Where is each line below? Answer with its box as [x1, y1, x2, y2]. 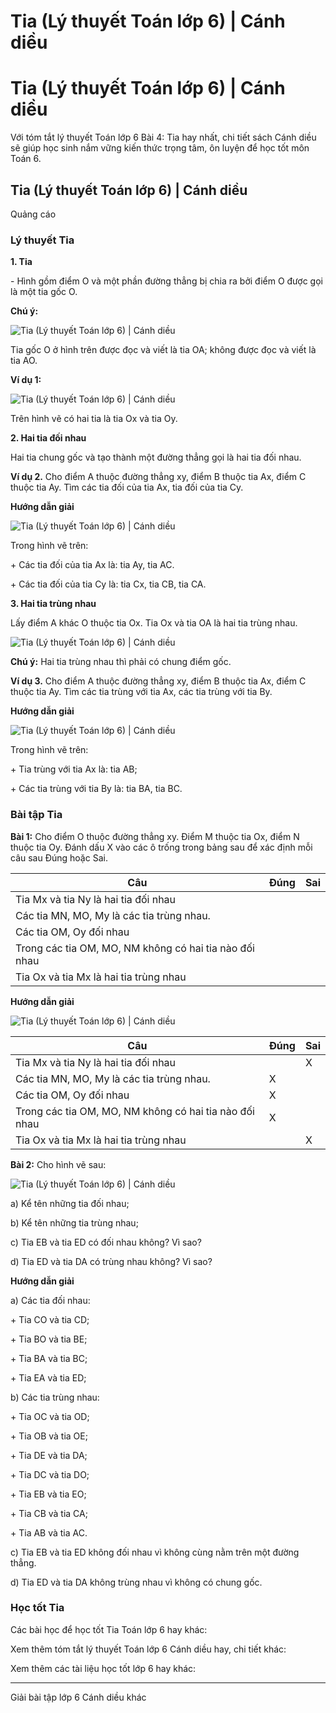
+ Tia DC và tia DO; [10, 1468, 90, 1480]
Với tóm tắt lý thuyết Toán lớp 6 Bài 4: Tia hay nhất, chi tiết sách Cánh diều [10, 131, 317, 144]
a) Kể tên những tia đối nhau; [10, 1197, 130, 1209]
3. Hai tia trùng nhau [10, 598, 97, 610]
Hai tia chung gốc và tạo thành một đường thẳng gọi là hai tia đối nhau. [10, 451, 302, 464]
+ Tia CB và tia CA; [10, 1507, 88, 1519]
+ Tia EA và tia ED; [10, 1371, 87, 1384]
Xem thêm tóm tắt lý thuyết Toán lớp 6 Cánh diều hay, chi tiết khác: [10, 1643, 287, 1655]
